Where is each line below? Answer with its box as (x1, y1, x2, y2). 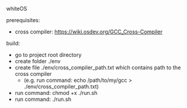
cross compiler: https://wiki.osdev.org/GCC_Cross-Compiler (14, 28, 163, 35)
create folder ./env (14, 58, 61, 64)
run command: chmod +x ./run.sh (14, 90, 97, 96)
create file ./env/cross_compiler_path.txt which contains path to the (14, 64, 181, 71)
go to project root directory (14, 51, 82, 58)
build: (6, 40, 20, 47)
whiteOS (6, 5, 27, 12)
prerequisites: (6, 17, 41, 23)
